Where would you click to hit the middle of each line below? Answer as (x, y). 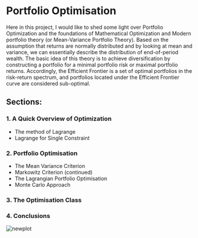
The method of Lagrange (45, 131)
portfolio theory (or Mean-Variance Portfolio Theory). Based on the (87, 39)
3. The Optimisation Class (44, 200)
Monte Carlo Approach (43, 184)
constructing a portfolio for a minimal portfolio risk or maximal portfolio (92, 65)
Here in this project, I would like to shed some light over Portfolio (85, 27)
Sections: (24, 102)
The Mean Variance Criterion (50, 166)
